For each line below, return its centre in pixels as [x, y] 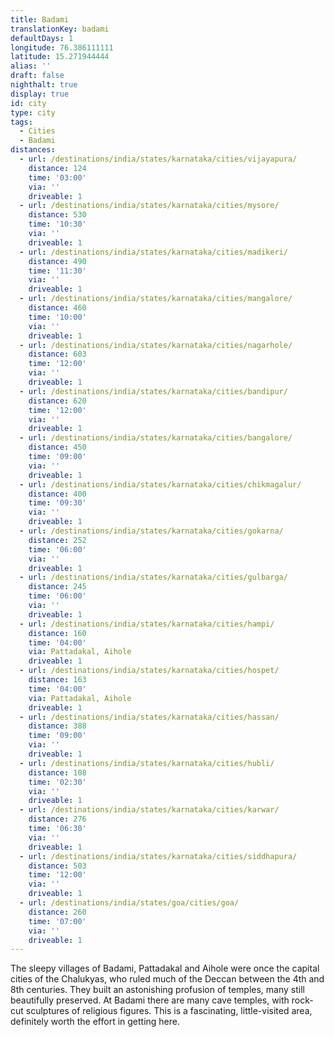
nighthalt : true [44, 85]
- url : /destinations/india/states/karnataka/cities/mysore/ [149, 206]
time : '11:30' [57, 271]
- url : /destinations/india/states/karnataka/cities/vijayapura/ [158, 159]
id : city [28, 103]
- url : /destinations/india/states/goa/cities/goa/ [129, 903]
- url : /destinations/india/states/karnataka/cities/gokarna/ [151, 531]
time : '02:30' [57, 782]
